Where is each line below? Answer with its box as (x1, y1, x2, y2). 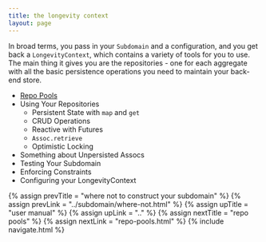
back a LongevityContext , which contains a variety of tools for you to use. (8, 50, 250, 59)
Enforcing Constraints (19, 167, 92, 177)
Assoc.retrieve (31, 134, 82, 142)
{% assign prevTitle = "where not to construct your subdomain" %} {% (8, 191, 241, 200)
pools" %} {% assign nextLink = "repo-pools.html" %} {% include (8, 216, 224, 226)
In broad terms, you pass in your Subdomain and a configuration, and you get (8, 41, 258, 50)
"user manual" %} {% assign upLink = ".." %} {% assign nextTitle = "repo (8, 208, 249, 217)
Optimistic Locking (31, 141, 94, 151)
